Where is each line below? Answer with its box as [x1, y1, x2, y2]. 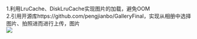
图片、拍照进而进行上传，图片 [6, 20, 80, 27]
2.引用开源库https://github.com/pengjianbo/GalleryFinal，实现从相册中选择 [6, 12, 191, 19]
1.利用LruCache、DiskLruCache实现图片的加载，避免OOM [6, 5, 150, 12]
